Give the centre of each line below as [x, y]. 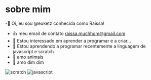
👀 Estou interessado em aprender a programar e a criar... [72, 41]
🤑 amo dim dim [28, 62]
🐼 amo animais [28, 57]
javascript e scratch [33, 51]
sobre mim [28, 9]
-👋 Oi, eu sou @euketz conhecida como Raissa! [55, 23]
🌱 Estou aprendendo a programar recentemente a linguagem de [79, 46]
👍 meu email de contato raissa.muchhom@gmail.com [69, 33]
